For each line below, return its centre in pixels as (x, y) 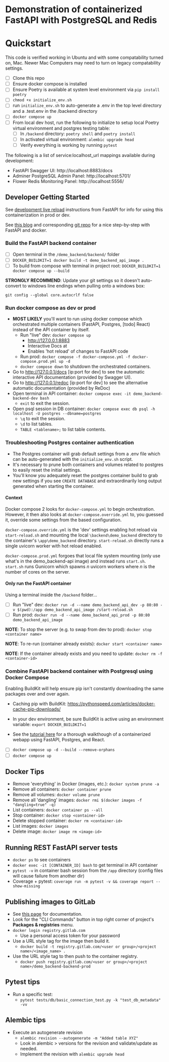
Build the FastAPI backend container (51, 243)
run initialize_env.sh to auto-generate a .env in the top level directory (87, 106)
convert (13, 286)
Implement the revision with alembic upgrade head (72, 1054)
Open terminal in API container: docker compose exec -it (72, 394)
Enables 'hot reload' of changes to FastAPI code (78, 351)
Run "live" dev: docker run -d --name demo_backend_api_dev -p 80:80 (85, 605)
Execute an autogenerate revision (48, 1032)
